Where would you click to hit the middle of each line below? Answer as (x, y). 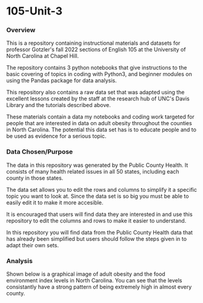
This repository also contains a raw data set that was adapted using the (95, 93)
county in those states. (35, 178)
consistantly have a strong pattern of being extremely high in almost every (99, 287)
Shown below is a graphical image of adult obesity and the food (86, 274)
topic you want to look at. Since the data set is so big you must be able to (98, 196)
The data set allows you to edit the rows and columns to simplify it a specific (101, 189)
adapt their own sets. (33, 245)
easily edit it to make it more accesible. (55, 202)
